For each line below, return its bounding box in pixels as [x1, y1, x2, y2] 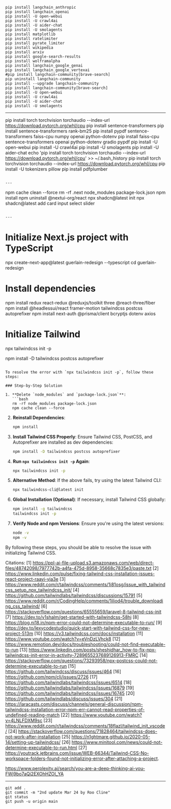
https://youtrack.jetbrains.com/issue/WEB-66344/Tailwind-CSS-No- [5, 750, 149, 756]
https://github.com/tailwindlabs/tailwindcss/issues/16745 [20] [5, 690, 135, 696]
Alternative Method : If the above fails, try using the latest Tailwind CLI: [12, 477, 162, 484]
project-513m [5, 630, 34, 637]
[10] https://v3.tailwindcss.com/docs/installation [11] [34, 630, 144, 637]
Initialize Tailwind [5, 329, 80, 340]
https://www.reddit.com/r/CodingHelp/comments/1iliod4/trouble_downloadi [5, 598, 163, 604]
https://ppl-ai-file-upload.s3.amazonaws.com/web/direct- [32, 559, 154, 565]
